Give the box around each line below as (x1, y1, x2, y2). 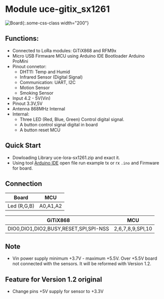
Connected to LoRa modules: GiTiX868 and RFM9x (12, 47, 116, 53)
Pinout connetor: (12, 63, 47, 69)
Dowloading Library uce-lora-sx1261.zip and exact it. (12, 154, 120, 160)
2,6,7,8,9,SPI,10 (113, 225, 153, 232)
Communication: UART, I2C (19, 79, 76, 85)
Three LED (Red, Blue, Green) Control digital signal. (19, 116, 125, 122)
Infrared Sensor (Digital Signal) (19, 74, 83, 80)
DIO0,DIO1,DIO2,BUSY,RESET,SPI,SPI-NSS (7, 225, 109, 232)
